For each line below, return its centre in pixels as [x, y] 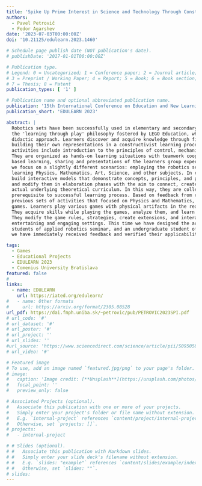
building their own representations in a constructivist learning [96, 145]
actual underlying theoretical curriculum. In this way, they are [96, 190]
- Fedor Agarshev [33, 29]
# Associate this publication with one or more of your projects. [94, 407]
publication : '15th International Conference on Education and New [93, 106]
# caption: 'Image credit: [43, 379]
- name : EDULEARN [33, 290]
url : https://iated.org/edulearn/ [60, 296]
